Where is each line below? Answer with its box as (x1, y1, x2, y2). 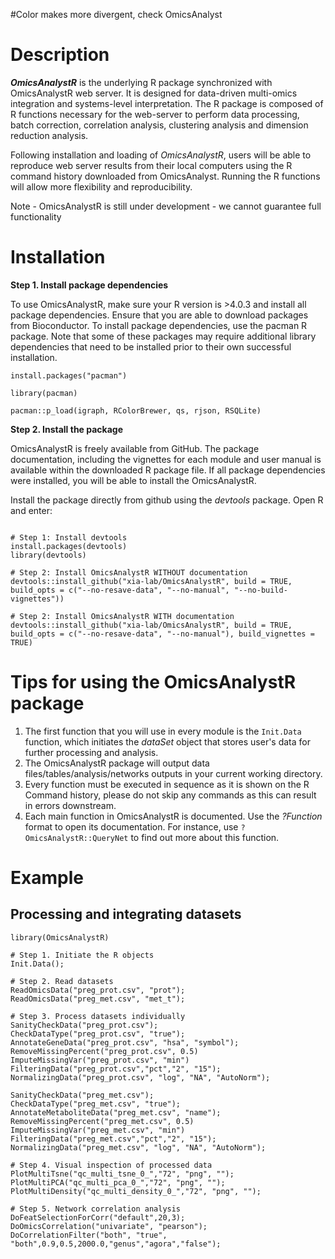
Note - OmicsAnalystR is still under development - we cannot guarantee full (10, 200, 322, 212)
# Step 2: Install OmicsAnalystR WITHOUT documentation (10, 567, 248, 578)
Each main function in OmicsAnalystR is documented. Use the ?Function (24, 810, 323, 822)
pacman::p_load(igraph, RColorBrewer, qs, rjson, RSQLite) (10, 405, 262, 416)
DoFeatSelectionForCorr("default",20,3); (10, 1212, 186, 1223)
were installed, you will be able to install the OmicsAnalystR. (10, 474, 257, 486)
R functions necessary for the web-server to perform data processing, (10, 108, 300, 120)
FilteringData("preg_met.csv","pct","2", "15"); (10, 1134, 217, 1144)
